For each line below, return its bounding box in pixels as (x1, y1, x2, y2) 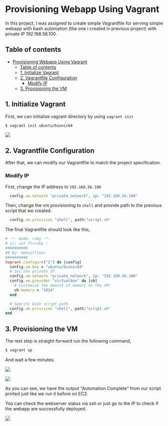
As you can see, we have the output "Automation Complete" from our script (5, 385, 161, 391)
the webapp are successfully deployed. (5, 405, 87, 411)
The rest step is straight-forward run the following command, (5, 338, 131, 344)
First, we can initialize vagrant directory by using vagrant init (5, 113, 134, 119)
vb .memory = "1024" (14, 287, 55, 292)
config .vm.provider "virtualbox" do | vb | (10, 278, 98, 283)
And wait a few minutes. (5, 357, 55, 363)
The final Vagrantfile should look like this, (5, 227, 90, 233)
